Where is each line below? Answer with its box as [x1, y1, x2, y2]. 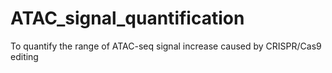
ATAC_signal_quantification [10, 7, 245, 30]
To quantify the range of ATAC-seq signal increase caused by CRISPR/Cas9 [10, 40, 322, 52]
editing [10, 50, 39, 62]
